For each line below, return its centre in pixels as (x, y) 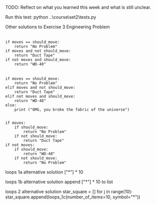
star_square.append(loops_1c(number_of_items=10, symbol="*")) (73, 197)
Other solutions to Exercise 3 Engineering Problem (58, 27)
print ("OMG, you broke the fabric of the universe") (72, 110)
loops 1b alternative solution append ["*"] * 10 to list (59, 182)
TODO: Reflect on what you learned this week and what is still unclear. (78, 7)
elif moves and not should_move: (40, 88)
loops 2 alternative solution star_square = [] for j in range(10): (69, 192)
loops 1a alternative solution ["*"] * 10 (44, 172)
